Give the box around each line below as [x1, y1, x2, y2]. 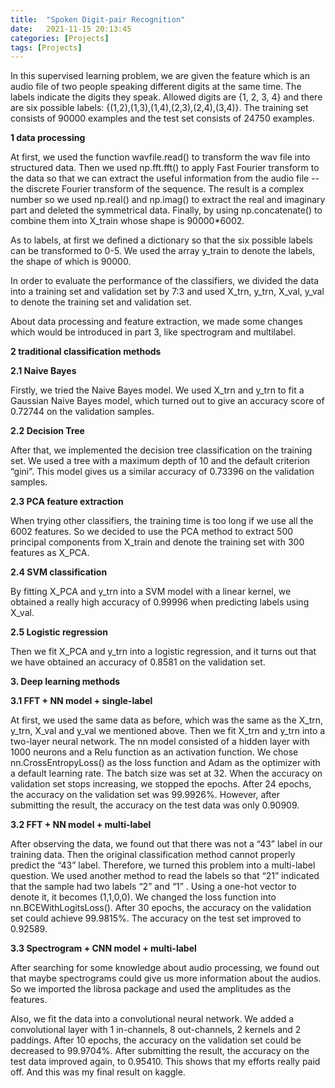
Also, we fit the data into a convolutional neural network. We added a [10, 1013, 295, 1025]
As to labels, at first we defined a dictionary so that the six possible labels [10, 234, 313, 246]
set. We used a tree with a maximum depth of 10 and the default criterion [10, 455, 311, 467]
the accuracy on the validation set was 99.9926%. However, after [10, 789, 280, 801]
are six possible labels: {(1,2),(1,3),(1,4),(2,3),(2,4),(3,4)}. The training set [10, 102, 309, 114]
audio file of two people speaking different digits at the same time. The [10, 81, 302, 93]
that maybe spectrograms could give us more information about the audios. [10, 972, 322, 985]
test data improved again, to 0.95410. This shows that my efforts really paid [10, 1056, 321, 1068]
